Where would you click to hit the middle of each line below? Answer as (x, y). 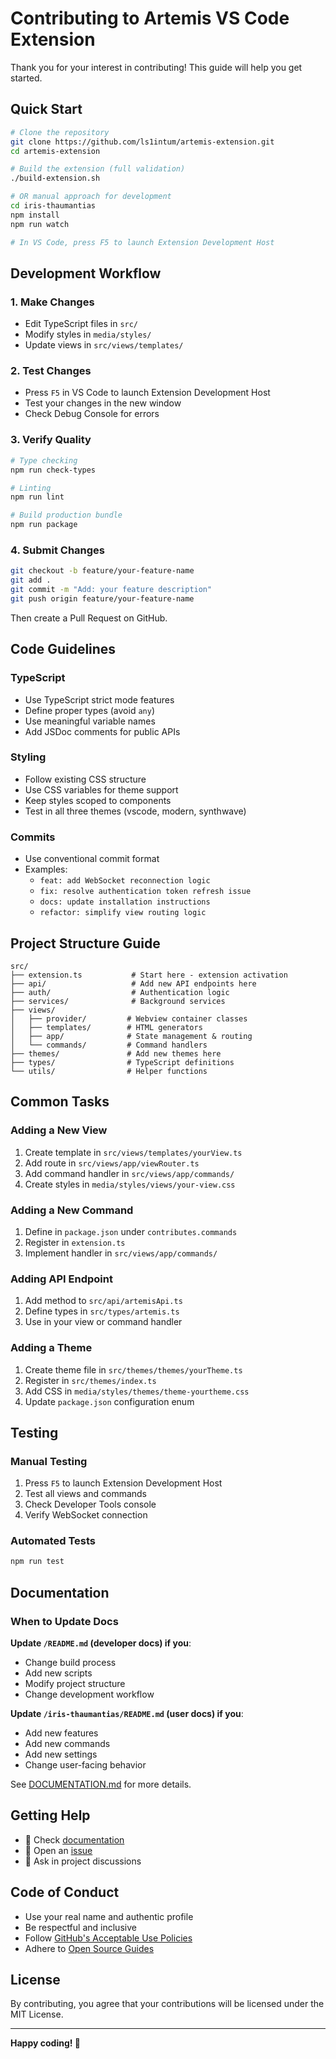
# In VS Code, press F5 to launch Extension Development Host (142, 242)
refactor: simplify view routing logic (123, 913)
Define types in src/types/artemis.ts (102, 1311)
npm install (35, 215)
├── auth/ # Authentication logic (120, 992)
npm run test (37, 1562)
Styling (28, 757)
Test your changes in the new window (103, 403)
